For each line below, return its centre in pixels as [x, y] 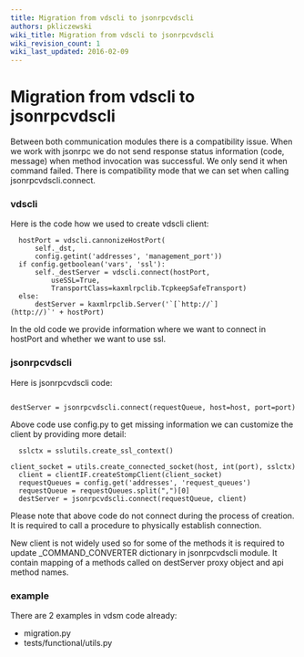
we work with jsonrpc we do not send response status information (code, [147, 151]
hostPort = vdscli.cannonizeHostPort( [92, 241]
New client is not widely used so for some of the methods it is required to [147, 543]
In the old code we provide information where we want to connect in [138, 329]
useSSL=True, [76, 281]
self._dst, [55, 249]
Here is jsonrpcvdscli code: [61, 382]
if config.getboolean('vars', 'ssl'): [92, 265]
